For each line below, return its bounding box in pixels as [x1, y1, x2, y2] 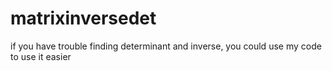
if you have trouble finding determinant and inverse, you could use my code [10, 40, 322, 52]
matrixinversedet [10, 7, 157, 30]
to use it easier [10, 50, 72, 62]
